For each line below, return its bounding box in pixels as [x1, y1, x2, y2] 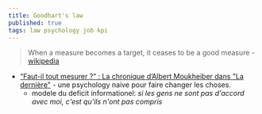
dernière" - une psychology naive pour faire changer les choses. [19, 80, 232, 89]
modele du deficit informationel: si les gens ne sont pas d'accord [31, 89, 245, 98]
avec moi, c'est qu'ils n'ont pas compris [31, 97, 163, 107]
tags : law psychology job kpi [8, 26, 109, 34]
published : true [8, 19, 62, 27]
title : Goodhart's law [8, 11, 83, 20]
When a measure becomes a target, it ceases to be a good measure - [27, 48, 256, 58]
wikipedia [27, 56, 60, 66]
